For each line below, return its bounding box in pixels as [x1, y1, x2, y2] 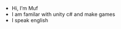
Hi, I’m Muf [11, 5, 38, 11]
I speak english [11, 17, 49, 23]
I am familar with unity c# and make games [11, 11, 116, 18]
